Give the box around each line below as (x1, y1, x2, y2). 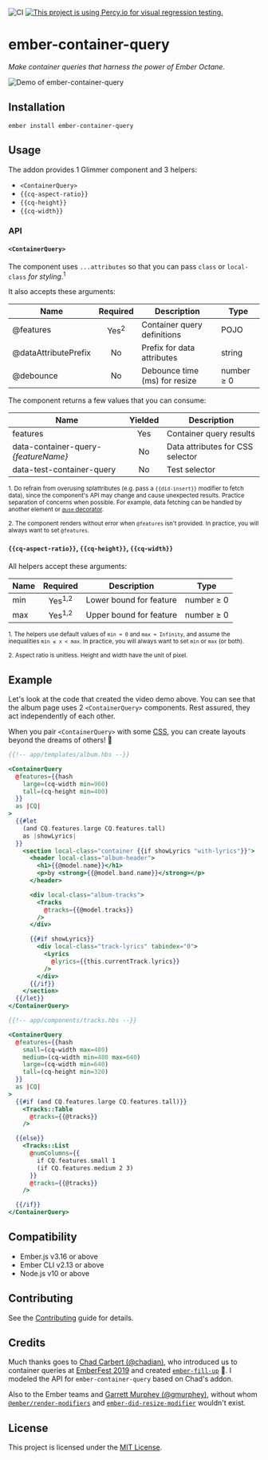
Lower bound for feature (85, 595, 177, 606)
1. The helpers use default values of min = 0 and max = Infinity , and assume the (8, 631, 231, 639)
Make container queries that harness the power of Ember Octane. (8, 62, 226, 71)
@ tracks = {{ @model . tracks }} (43, 905, 134, 914)
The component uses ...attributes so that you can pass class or (8, 261, 226, 271)
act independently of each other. (8, 711, 116, 721)
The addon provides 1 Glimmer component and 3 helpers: (8, 165, 198, 174)
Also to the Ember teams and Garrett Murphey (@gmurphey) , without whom (8, 1390, 258, 1399)
